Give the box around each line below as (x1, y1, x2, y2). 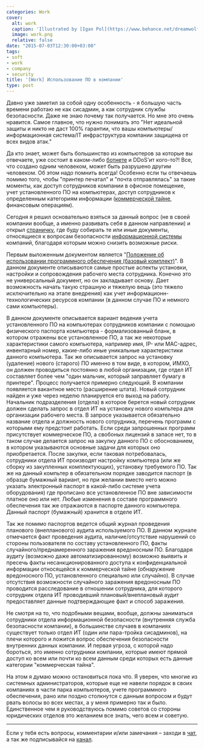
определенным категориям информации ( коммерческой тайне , (6, 195, 172, 202)
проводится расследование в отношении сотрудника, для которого (6, 585, 183, 592)
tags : (6, 49, 20, 55)
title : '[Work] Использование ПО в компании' (6, 77, 123, 83)
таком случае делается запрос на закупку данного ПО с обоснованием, (6, 437, 194, 444)
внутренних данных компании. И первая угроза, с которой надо (6, 642, 174, 649)
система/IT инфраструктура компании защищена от (52, 131, 188, 139)
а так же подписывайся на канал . (6, 736, 93, 743)
